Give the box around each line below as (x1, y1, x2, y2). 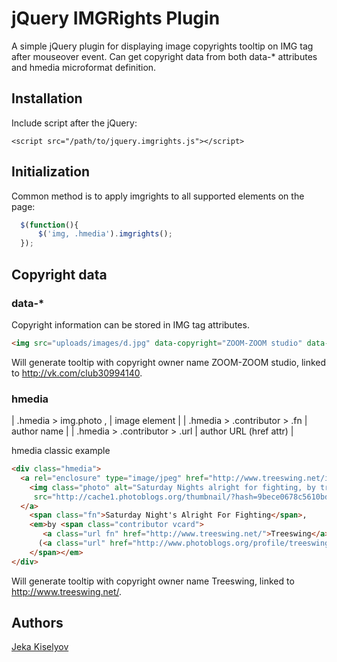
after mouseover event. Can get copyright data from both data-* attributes (11, 50, 318, 62)
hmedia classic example (11, 445, 111, 457)
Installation (11, 90, 83, 107)
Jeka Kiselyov (11, 641, 69, 653)
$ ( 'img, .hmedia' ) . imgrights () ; (37, 229, 173, 239)
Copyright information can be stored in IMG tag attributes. (11, 318, 250, 331)
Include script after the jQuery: (11, 117, 138, 129)
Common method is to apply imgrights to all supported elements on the (11, 190, 305, 202)
